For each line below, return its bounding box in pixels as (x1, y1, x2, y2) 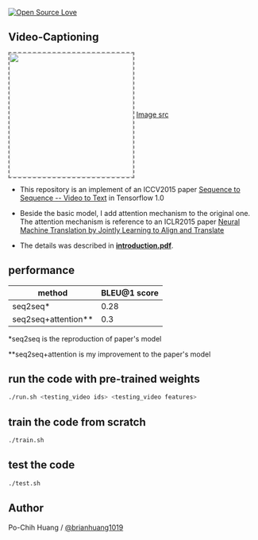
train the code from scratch (8, 415, 147, 429)
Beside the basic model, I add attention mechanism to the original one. (19, 208, 251, 218)
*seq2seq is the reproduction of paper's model (8, 334, 162, 343)
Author (8, 501, 44, 515)
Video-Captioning (8, 30, 99, 44)
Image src (136, 110, 169, 119)
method (37, 287, 68, 298)
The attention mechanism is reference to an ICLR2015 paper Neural (19, 217, 241, 226)
